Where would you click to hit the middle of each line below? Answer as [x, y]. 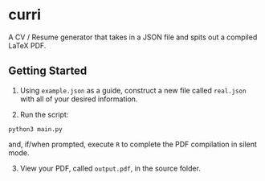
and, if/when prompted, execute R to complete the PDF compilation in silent [132, 144]
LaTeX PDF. [27, 45]
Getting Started [48, 71]
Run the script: [44, 114]
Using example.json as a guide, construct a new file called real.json [133, 90]
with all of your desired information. [79, 99]
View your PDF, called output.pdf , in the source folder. [110, 168]
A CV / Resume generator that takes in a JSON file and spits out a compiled [133, 37]
